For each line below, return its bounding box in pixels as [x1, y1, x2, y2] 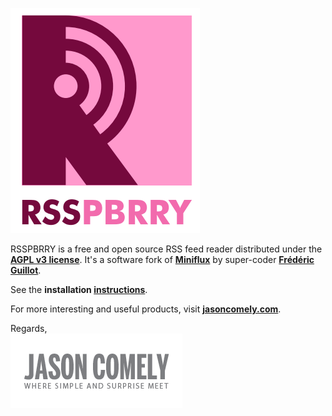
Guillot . [10, 264, 42, 276]
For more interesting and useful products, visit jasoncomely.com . [10, 303, 282, 315]
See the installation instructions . [10, 284, 148, 295]
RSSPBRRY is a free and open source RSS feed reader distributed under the [10, 243, 323, 255]
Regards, [10, 323, 48, 334]
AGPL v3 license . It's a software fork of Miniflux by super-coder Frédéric [10, 254, 315, 265]
